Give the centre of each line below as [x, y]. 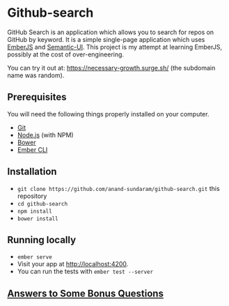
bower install [38, 219]
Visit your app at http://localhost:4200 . [73, 264]
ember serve [34, 257]
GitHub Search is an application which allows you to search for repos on [111, 32]
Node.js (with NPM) [46, 135]
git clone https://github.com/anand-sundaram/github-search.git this [119, 188]
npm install [34, 211]
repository [32, 196]
